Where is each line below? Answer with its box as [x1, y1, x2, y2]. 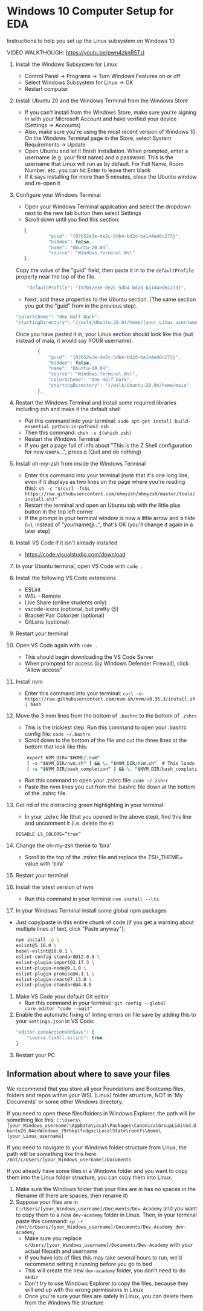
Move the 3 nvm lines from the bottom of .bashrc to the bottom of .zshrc [15, 712, 198, 719]
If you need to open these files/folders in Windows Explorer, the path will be [7, 1109, 196, 1117]
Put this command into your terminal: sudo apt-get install [24, 417, 172, 424]
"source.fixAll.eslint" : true [27, 1035, 103, 1041]
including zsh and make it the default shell [15, 405, 121, 412]
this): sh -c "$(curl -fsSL [24, 484, 91, 492]
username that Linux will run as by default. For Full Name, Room [24, 160, 184, 167]
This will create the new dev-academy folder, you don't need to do [24, 1267, 186, 1274]
